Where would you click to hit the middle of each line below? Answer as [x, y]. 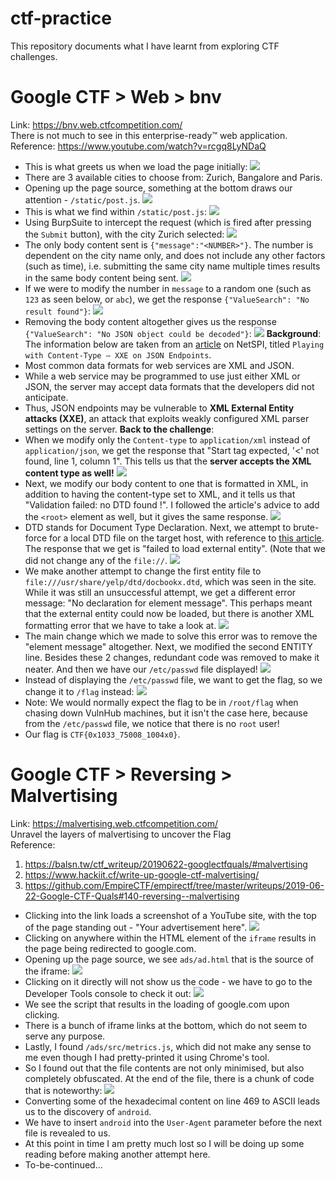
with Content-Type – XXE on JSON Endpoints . [118, 354]
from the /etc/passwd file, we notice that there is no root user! [152, 723]
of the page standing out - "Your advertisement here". [136, 927]
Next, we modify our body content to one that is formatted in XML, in [166, 483]
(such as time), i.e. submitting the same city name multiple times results [172, 266]
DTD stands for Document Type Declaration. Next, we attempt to [158, 527]
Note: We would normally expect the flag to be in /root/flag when [161, 702]
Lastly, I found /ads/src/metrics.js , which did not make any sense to [168, 1046]
